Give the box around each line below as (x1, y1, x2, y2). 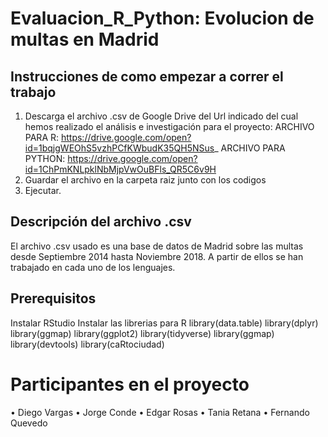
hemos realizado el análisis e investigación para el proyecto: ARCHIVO (24, 121, 315, 132)
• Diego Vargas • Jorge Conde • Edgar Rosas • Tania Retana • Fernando (10, 406, 310, 418)
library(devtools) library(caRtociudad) (10, 338, 165, 350)
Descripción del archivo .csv (10, 213, 192, 231)
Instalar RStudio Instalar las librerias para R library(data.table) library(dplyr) (10, 317, 319, 329)
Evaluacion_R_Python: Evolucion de (10, 7, 315, 30)
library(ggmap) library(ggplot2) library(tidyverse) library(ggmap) (10, 327, 275, 339)
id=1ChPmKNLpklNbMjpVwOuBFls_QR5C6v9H (24, 163, 217, 175)
